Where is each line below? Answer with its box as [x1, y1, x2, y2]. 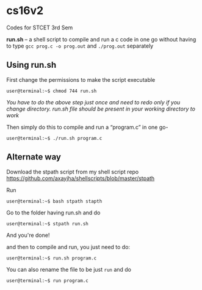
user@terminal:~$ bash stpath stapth [6, 198, 103, 205]
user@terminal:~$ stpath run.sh [6, 220, 88, 227]
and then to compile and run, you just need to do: [6, 243, 130, 250]
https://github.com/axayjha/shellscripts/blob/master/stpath [6, 175, 155, 182]
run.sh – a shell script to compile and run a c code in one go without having [6, 35, 197, 43]
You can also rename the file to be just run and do [6, 266, 131, 273]
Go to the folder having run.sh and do [6, 209, 101, 216]
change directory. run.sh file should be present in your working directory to [6, 105, 195, 112]
